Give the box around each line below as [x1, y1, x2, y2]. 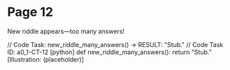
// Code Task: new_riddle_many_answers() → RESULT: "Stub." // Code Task [7, 40, 224, 49]
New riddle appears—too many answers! [7, 27, 124, 35]
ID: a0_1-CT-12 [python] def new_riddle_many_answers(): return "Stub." [7, 48, 212, 56]
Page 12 [7, 4, 54, 20]
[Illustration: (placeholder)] [7, 55, 85, 63]
